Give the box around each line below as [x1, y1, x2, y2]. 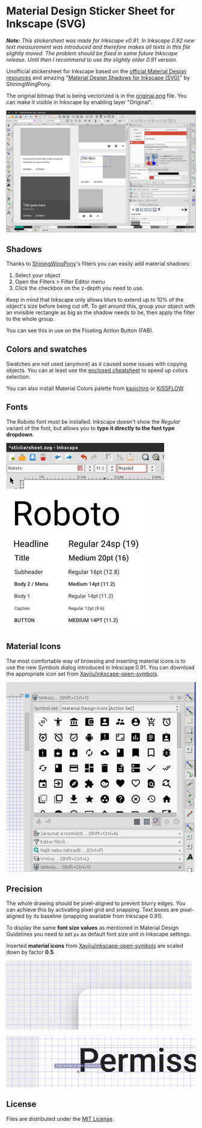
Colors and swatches [6, 344, 87, 355]
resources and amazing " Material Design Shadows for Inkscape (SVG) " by [6, 74, 191, 81]
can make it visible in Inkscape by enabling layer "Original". [6, 98, 153, 106]
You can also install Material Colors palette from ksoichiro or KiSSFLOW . [6, 385, 185, 392]
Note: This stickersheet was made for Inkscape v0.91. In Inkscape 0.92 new [6, 37, 195, 44]
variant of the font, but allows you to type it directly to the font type [6, 424, 175, 431]
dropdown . [6, 431, 34, 438]
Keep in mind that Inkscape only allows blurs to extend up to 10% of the [6, 296, 184, 303]
